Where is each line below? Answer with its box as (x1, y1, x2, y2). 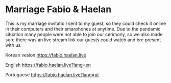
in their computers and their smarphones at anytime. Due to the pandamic (5, 25, 161, 32)
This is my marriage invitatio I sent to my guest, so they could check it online (5, 20, 166, 26)
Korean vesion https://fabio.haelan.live (5, 52, 86, 58)
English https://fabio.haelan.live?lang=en (5, 62, 91, 68)
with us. (5, 42, 22, 48)
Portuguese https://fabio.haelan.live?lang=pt (5, 71, 99, 77)
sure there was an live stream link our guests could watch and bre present (5, 37, 161, 43)
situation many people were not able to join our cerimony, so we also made (5, 31, 163, 37)
